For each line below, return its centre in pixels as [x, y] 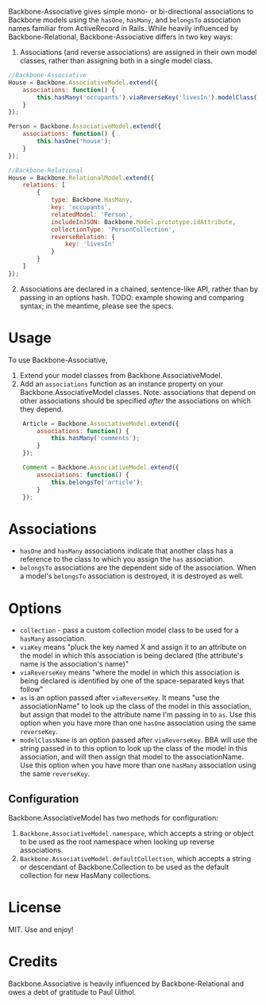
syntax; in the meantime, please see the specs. [97, 306]
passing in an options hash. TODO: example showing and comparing [132, 297]
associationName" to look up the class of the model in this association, [135, 706]
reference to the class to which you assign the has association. [122, 559]
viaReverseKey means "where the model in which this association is [130, 673]
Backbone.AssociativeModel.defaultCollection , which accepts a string [135, 859]
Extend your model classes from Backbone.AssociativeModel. [121, 375]
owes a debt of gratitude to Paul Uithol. [72, 992]
